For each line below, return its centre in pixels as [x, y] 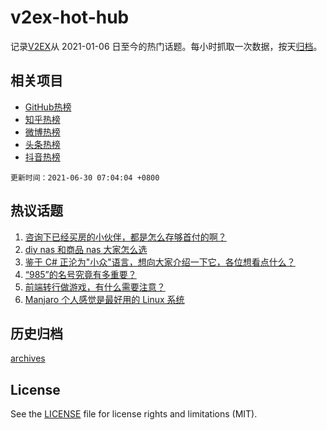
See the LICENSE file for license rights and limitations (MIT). [134, 414]
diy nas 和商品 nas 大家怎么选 [86, 249]
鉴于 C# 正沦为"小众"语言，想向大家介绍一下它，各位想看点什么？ [160, 262]
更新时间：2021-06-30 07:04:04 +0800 [85, 177]
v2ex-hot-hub [70, 17]
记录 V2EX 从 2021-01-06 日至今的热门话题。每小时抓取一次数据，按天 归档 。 [166, 46]
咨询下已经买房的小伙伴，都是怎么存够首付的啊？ [125, 237]
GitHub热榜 [48, 107]
